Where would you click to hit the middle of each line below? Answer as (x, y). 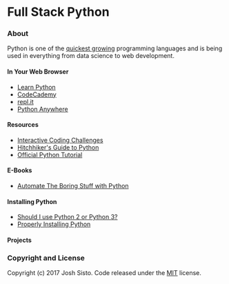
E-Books (20, 170)
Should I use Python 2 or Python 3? (67, 217)
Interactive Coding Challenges (60, 140)
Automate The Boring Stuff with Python (73, 186)
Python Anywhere (42, 109)
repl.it (25, 101)
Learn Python (37, 87)
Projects (20, 240)
